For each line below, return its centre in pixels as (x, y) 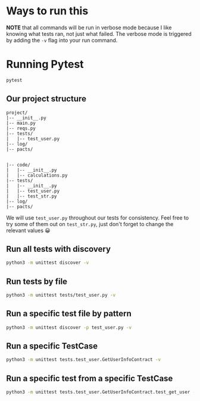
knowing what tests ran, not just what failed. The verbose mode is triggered (99, 33)
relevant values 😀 (28, 230)
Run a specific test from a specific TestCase (90, 378)
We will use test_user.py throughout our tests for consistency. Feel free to (98, 218)
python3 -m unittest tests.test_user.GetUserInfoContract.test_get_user (98, 392)
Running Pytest (45, 64)
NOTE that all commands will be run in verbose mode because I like (89, 27)
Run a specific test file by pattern (69, 314)
